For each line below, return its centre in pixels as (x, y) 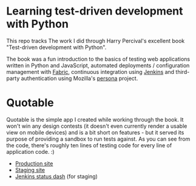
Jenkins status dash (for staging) (56, 176)
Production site (34, 163)
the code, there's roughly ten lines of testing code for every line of (89, 145)
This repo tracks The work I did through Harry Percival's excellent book (96, 41)
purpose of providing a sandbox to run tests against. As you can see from (98, 139)
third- (183, 71)
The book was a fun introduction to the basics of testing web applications (98, 59)
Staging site (30, 170)
